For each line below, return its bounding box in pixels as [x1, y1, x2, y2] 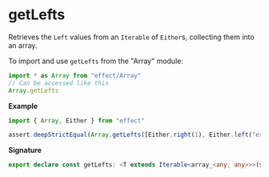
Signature [8, 146, 42, 155]
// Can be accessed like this [8, 78, 110, 87]
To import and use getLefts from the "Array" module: [8, 56, 184, 66]
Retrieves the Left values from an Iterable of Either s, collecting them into [8, 32, 255, 42]
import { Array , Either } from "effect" [8, 116, 146, 125]
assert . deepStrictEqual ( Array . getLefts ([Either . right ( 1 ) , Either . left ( [8, 131, 252, 139]
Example [8, 101, 38, 111]
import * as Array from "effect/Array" [8, 71, 142, 79]
